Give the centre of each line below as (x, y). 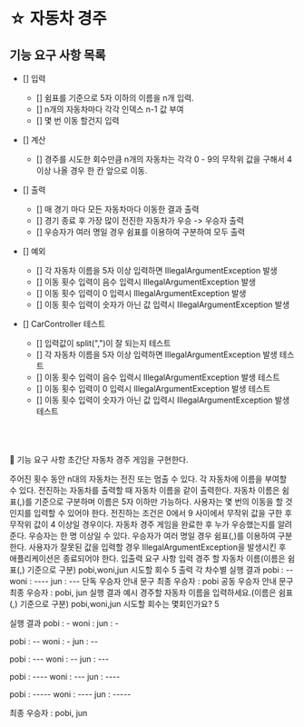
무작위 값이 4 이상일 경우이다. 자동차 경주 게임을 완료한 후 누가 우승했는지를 (142, 524)
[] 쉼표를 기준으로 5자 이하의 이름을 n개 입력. (115, 98)
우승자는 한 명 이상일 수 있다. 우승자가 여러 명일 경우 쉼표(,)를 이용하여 (152, 536)
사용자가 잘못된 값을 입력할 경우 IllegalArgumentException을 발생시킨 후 (157, 547)
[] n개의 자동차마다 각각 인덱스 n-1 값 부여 (110, 109)
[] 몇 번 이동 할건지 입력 (78, 120)
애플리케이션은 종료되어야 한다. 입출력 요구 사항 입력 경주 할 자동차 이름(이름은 (147, 558)
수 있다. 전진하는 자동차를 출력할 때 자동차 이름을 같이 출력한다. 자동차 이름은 (145, 490)
